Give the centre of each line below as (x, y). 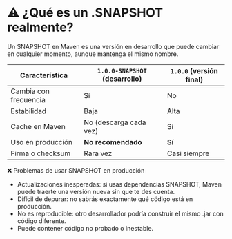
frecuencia (28, 99)
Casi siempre (188, 153)
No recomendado (113, 142)
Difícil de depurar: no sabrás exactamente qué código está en (105, 199)
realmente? (40, 27)
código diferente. (42, 221)
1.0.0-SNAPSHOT (122, 71)
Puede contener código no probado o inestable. (85, 228)
